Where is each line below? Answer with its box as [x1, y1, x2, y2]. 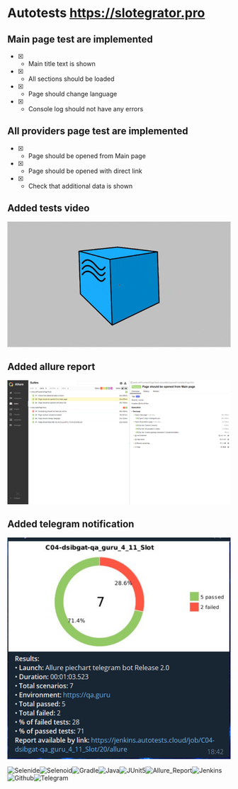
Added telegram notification [7, 518, 135, 530]
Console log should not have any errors [28, 105, 144, 113]
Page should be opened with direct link [28, 167, 143, 175]
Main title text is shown [28, 60, 96, 68]
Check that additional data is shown [28, 181, 133, 190]
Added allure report [7, 361, 96, 373]
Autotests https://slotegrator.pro [7, 5, 205, 21]
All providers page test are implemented [7, 125, 188, 138]
